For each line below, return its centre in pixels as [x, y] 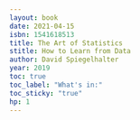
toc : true [28, 77]
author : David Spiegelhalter [64, 60]
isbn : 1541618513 [42, 34]
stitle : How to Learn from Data [70, 51]
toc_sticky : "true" [46, 93]
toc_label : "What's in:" [56, 85]
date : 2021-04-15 [42, 26]
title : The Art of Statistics [66, 43]
